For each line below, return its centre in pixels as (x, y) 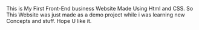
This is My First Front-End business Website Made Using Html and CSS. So (100, 9)
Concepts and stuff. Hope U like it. (49, 21)
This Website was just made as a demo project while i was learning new (96, 15)
